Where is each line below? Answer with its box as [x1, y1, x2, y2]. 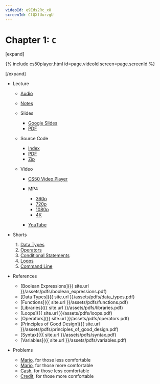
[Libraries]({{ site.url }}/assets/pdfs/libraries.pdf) [20, 304, 124, 311]
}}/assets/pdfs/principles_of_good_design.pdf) [20, 326, 119, 332]
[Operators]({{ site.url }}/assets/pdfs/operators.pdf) [20, 316, 129, 322]
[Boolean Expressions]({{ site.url [20, 283, 89, 289]
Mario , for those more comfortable [20, 363, 94, 369]
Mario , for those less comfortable [20, 357, 91, 363]
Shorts [12, 232, 27, 238]
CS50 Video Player [28, 176, 68, 182]
